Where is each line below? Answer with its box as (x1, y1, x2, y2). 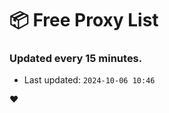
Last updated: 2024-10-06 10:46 (23, 74, 156, 86)
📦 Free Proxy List (9, 9, 159, 32)
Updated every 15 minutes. (9, 52, 143, 66)
